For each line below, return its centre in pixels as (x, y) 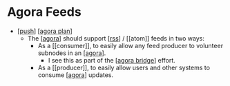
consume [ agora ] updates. (76, 75)
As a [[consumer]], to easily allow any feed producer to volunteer (130, 45)
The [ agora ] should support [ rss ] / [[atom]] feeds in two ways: (116, 38)
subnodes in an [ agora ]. (72, 53)
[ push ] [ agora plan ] (45, 31)
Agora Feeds (44, 12)
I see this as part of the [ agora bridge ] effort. (112, 60)
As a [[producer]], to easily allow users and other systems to (124, 67)
